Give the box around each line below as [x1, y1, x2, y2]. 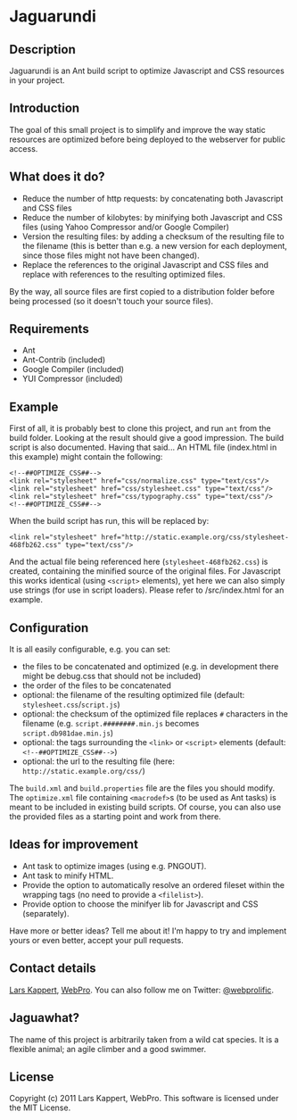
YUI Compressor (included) [21, 373, 123, 385]
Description [9, 42, 76, 57]
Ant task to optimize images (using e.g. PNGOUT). [21, 860, 207, 871]
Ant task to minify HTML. [21, 870, 114, 881]
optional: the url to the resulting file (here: [21, 756, 176, 767]
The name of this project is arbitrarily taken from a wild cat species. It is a [9, 1033, 279, 1045]
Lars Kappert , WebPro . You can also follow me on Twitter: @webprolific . [9, 984, 275, 995]
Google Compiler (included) [21, 364, 125, 375]
